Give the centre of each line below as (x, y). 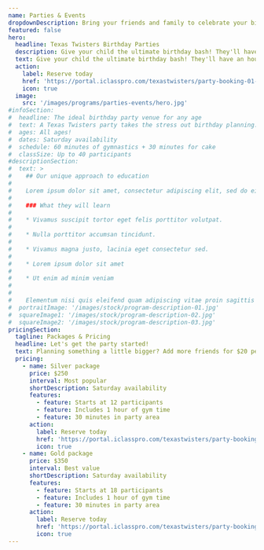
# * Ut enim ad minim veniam (61, 279)
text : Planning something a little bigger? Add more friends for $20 (131, 352)
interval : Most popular (68, 381)
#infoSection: (31, 111)
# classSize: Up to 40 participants (70, 154)
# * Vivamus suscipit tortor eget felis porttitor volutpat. (115, 220)
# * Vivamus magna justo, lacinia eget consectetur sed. (109, 249)
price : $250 (48, 373)
